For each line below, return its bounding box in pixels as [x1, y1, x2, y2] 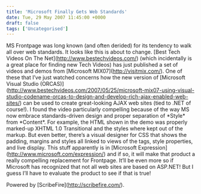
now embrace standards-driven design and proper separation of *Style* [6, 112, 186, 120]
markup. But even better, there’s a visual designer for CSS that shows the [6, 132, 187, 139]
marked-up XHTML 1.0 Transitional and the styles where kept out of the [6, 125, 183, 132]
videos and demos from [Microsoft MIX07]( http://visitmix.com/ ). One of [6, 67, 183, 75]
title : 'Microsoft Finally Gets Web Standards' [6, 8, 128, 15]
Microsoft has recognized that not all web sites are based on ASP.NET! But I [6, 163, 194, 171]
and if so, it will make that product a [107, 151, 196, 158]
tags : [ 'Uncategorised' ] [6, 25, 68, 32]
